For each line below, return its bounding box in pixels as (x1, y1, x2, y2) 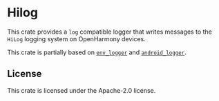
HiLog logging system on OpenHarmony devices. (7, 34, 146, 43)
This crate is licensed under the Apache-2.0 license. (7, 86, 156, 94)
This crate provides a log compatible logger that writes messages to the (7, 27, 212, 36)
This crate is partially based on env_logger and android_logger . (7, 48, 187, 56)
